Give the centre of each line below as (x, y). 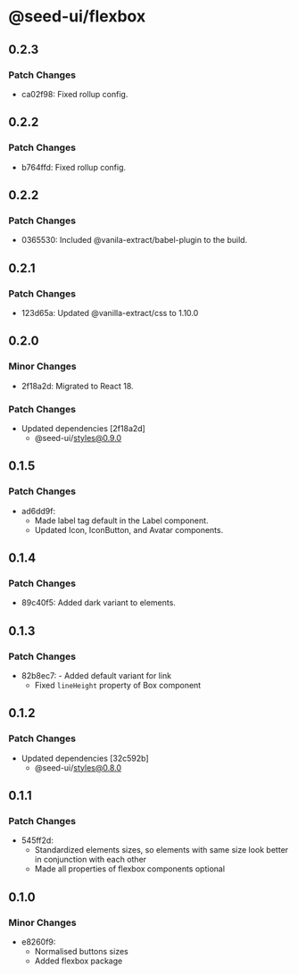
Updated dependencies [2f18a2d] (83, 428)
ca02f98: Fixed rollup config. (74, 94)
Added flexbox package (79, 961)
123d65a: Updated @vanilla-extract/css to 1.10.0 (110, 312)
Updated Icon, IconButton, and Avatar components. (129, 529)
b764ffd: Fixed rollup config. (74, 167)
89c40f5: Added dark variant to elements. (98, 603)
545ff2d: (37, 840)
